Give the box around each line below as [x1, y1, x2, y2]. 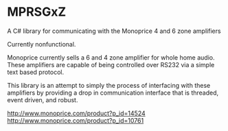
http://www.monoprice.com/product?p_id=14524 [7, 109, 146, 117]
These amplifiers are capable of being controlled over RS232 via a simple [7, 60, 215, 69]
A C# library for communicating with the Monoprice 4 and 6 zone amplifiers [7, 27, 221, 35]
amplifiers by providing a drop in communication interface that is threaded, [7, 88, 219, 97]
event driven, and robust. [7, 95, 78, 104]
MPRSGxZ [7, 4, 67, 20]
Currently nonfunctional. [7, 40, 76, 48]
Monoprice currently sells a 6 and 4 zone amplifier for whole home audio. [7, 53, 215, 62]
